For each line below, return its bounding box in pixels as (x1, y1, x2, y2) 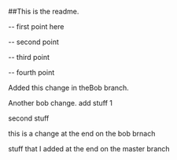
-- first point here (8, 22, 65, 31)
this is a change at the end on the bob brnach (8, 129, 156, 138)
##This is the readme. (8, 7, 79, 16)
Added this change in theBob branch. (8, 83, 130, 92)
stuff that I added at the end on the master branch (8, 144, 171, 153)
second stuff (8, 113, 50, 123)
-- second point (8, 37, 59, 47)
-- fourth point (8, 68, 55, 77)
